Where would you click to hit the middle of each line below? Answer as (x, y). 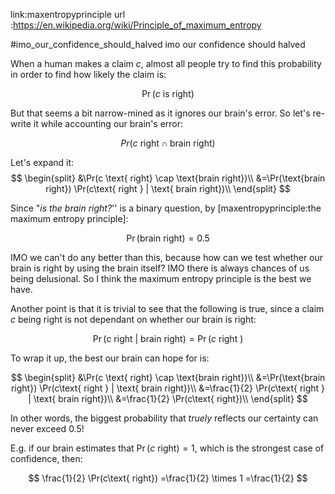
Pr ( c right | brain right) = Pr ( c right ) (168, 338)
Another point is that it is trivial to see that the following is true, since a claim (167, 308)
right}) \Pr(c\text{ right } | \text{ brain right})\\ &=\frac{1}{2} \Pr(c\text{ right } (168, 388)
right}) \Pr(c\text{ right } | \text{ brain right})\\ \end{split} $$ (168, 188)
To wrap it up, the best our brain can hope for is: (110, 358)
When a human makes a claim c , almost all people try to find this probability (166, 63)
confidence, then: (46, 458)
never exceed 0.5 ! (47, 428)
